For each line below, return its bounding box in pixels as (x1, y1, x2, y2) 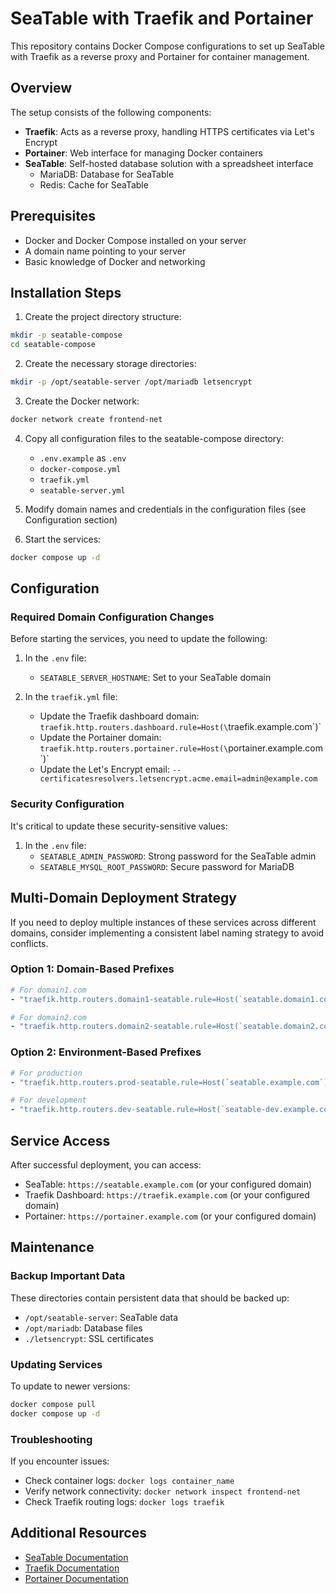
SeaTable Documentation (24, 1551, 129, 1563)
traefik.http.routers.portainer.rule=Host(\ (39, 744, 229, 754)
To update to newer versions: (10, 1380, 131, 1392)
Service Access (10, 1132, 111, 1149)
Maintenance (10, 1239, 95, 1256)
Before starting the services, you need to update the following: (10, 633, 268, 645)
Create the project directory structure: (24, 311, 182, 323)
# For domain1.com (10, 985, 87, 995)
